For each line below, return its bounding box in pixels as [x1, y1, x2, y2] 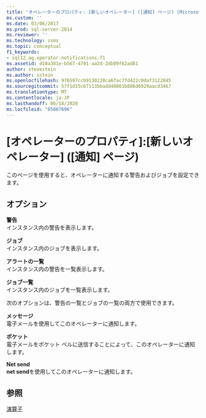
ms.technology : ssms [6, 37, 59, 44]
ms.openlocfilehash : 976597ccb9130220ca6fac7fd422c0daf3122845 [6, 77, 172, 84]
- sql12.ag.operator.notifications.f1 [6, 55, 105, 61]
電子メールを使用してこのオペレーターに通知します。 [6, 320, 140, 328]
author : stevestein [6, 66, 56, 73]
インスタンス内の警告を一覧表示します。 [6, 266, 109, 273]
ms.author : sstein [6, 72, 53, 78]
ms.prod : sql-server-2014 [6, 26, 72, 33]
